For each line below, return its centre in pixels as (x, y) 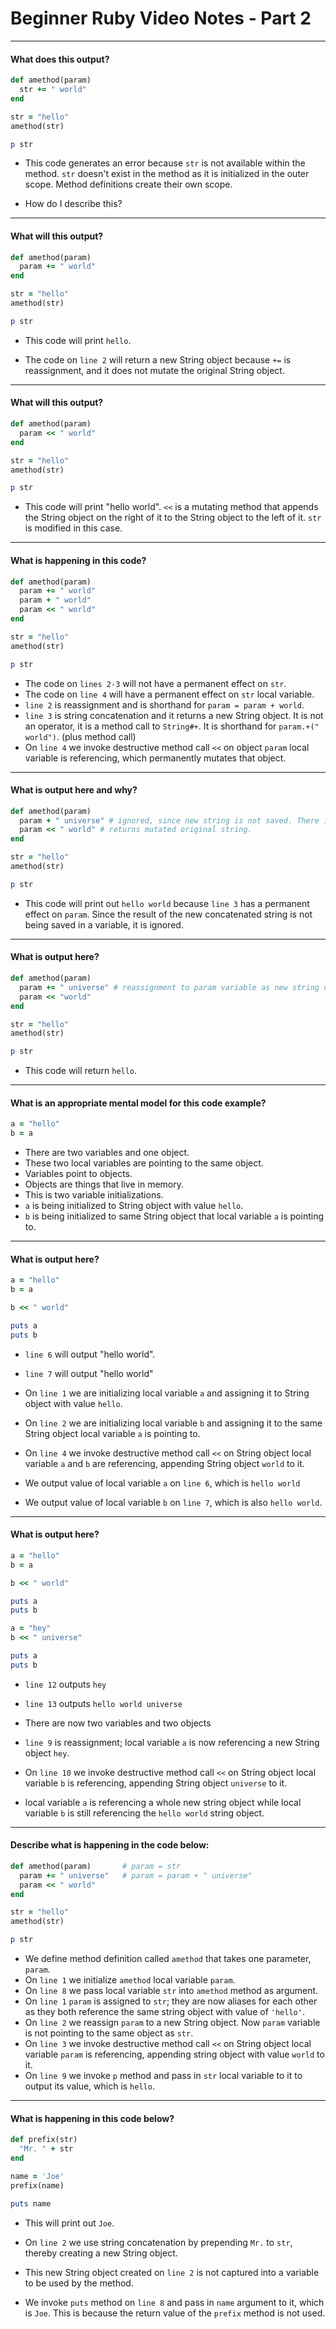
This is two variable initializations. (94, 1195)
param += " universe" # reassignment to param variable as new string (169, 987)
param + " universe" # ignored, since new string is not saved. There (169, 820)
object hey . (47, 1753)
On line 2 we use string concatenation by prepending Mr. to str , (158, 2242)
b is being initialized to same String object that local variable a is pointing (174, 1216)
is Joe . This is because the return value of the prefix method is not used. (175, 2313)
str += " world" (53, 90)
